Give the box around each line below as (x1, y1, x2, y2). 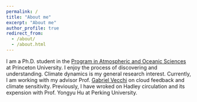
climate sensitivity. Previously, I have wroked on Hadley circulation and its (6, 83, 185, 90)
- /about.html (11, 42, 46, 48)
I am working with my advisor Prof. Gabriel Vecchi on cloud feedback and (6, 76, 185, 83)
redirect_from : (6, 31, 44, 37)
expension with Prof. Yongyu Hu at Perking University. (6, 89, 137, 96)
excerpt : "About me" (6, 19, 57, 25)
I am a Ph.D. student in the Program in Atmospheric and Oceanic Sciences (6, 57, 186, 65)
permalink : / (6, 8, 38, 15)
